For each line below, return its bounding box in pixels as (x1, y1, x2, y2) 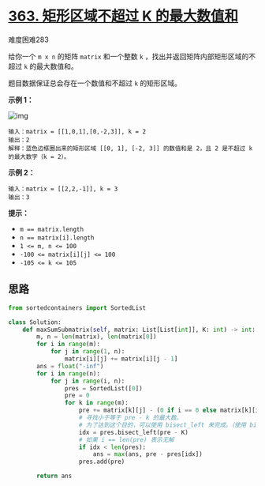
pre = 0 (64, 392, 90, 400)
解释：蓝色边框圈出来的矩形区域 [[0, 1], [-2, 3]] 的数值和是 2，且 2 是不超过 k (8, 144, 253, 153)
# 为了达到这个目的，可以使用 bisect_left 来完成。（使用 (78, 420, 247, 429)
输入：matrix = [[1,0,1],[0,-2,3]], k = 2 (8, 127, 147, 135)
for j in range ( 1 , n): (50, 348, 125, 356)
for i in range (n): (36, 369, 101, 378)
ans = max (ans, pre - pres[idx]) (92, 450, 203, 458)
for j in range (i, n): (50, 377, 125, 385)
